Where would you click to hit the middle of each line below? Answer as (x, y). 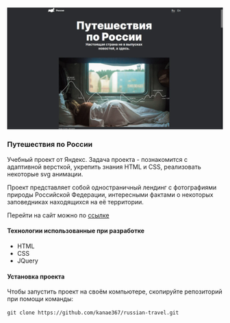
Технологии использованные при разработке (76, 231)
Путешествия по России (50, 145)
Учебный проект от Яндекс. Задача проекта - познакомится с (98, 159)
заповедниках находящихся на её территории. (75, 202)
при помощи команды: (40, 299)
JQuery (28, 261)
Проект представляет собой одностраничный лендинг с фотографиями (112, 187)
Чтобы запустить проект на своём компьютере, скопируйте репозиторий (115, 291)
